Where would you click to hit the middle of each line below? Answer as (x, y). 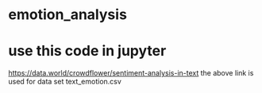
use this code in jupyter (87, 51)
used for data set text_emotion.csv (65, 82)
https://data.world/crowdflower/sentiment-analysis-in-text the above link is (131, 73)
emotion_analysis (67, 15)
